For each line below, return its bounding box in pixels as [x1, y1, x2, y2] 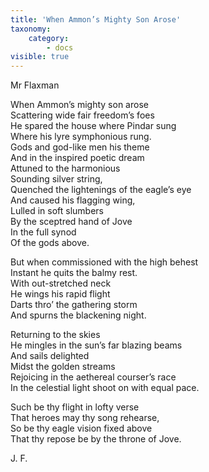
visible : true [10, 52, 70, 62]
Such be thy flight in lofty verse [10, 401, 140, 413]
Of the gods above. [10, 237, 90, 249]
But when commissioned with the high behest [10, 256, 199, 268]
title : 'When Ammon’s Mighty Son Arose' [10, 14, 182, 25]
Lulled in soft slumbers [10, 205, 104, 217]
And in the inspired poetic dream [10, 152, 145, 164]
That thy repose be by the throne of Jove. [10, 433, 182, 445]
